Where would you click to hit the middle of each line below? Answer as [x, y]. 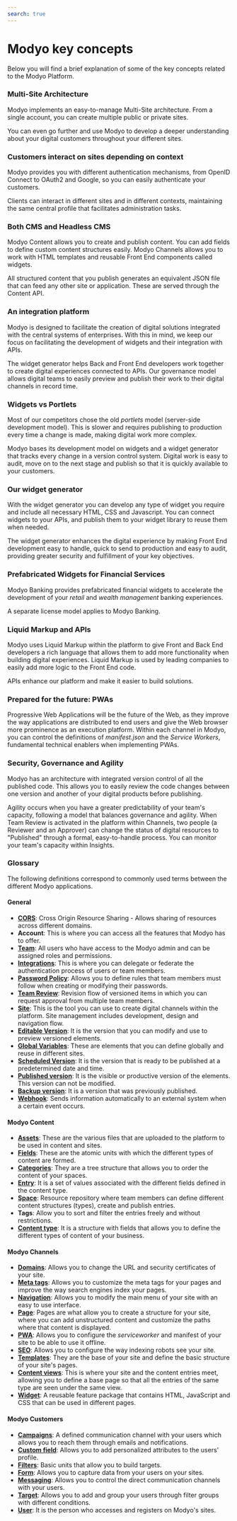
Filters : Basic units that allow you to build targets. [89, 1464]
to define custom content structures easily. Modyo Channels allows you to [115, 250]
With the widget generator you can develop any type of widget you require [116, 505]
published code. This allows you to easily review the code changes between [118, 786]
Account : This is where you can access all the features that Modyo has [121, 933]
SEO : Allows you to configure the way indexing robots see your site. [116, 1350]
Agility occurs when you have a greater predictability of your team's [106, 807]
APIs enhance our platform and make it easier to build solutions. [100, 681]
